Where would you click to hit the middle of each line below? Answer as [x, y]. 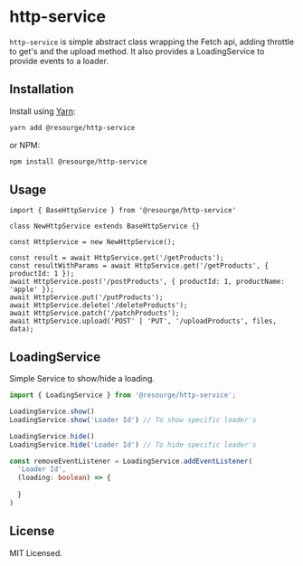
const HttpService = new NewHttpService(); [93, 242]
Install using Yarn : [43, 111]
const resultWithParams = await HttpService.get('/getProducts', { [139, 266]
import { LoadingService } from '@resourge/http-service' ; [123, 395]
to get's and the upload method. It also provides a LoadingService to [137, 51]
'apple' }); [32, 290]
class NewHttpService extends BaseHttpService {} [105, 226]
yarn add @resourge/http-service [72, 127]
